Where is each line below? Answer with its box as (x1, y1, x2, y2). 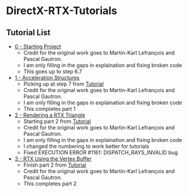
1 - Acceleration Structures (14, 75, 80, 81)
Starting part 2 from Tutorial (23, 118, 91, 124)
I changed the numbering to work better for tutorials (23, 143, 150, 150)
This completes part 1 (23, 106, 76, 112)
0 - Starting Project (14, 43, 62, 50)
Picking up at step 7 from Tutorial (23, 80, 104, 87)
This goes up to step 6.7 (23, 68, 82, 75)
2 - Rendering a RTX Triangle (14, 111, 85, 118)
